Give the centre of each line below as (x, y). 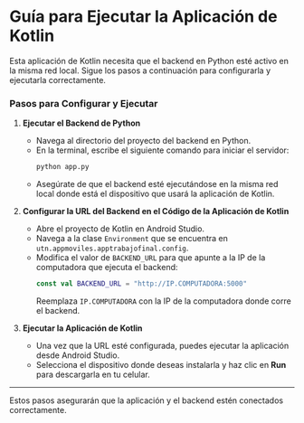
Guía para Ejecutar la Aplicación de (143, 17)
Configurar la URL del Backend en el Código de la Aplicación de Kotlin (156, 211)
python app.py (62, 167)
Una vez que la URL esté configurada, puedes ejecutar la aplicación (162, 345)
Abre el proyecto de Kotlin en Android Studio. (120, 229)
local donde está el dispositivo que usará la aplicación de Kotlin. (155, 194)
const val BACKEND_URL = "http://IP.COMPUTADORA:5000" (141, 284)
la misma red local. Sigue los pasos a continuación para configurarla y (140, 70)
